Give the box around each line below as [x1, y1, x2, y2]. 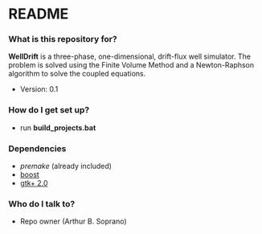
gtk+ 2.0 [19, 179, 48, 188]
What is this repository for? [8, 34, 118, 45]
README [8, 5, 69, 23]
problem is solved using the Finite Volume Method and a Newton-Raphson [8, 60, 255, 70]
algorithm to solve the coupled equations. [8, 69, 146, 79]
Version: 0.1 [19, 84, 59, 94]
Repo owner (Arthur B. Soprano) [19, 216, 127, 226]
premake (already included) [19, 162, 113, 171]
